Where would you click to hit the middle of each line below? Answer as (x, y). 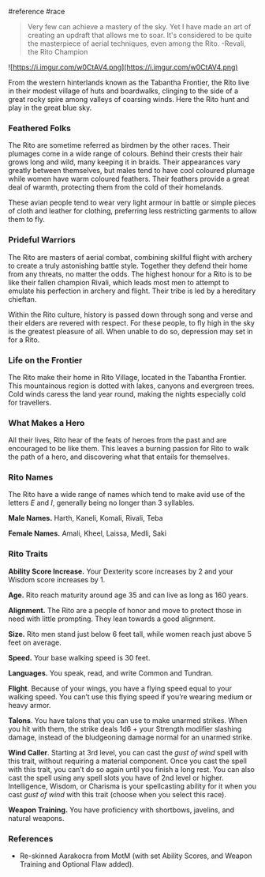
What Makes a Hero (47, 423)
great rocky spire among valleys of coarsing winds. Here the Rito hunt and (129, 99)
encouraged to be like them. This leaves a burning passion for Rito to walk (129, 449)
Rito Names (31, 477)
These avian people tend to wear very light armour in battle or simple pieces (132, 203)
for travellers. (30, 402)
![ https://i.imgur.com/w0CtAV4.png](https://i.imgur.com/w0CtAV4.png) (123, 67)
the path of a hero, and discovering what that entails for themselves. (119, 457)
